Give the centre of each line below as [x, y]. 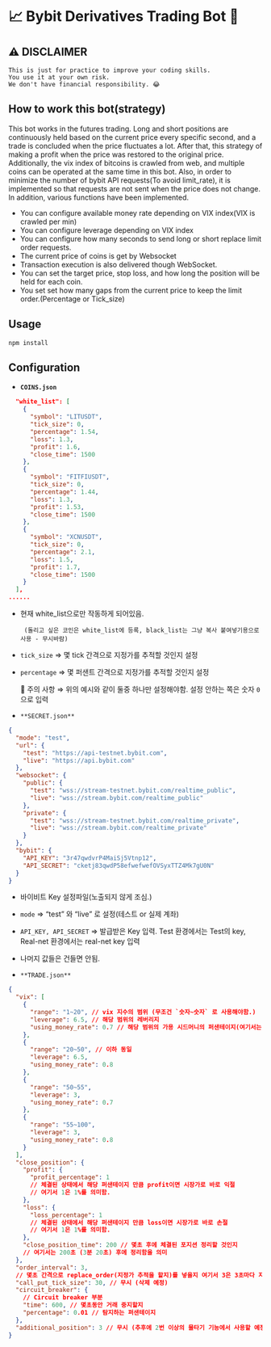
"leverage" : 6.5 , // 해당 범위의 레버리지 [94, 1020]
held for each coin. [51, 281]
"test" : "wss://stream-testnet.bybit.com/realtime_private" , [135, 821]
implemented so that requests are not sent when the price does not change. [134, 188]
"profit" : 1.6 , [55, 447]
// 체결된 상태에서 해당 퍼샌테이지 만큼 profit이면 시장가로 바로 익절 [132, 1185]
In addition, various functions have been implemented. [99, 197]
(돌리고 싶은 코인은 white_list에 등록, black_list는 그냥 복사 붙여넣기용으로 [142, 631]
